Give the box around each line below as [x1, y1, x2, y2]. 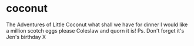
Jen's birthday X [6, 33, 46, 40]
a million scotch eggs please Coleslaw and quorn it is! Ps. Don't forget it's [6, 27, 185, 34]
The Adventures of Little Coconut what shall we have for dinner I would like [6, 21, 188, 28]
